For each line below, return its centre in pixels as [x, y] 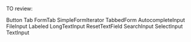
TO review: [19, 9]
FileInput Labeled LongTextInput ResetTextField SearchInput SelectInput [95, 26]
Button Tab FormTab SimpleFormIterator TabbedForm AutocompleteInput [96, 20]
